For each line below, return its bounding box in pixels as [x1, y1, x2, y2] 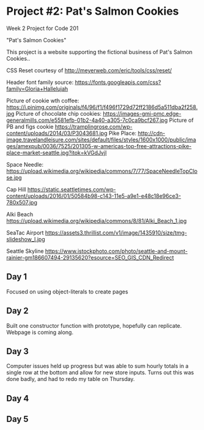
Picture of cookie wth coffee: [6, 97, 79, 104]
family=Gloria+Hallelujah [6, 85, 68, 92]
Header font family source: [6, 78, 74, 86]
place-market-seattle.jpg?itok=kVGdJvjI [6, 149, 107, 156]
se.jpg [6, 173, 23, 181]
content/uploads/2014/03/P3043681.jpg [6, 129, 108, 137]
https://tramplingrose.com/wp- [54, 123, 133, 130]
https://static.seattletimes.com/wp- [27, 186, 116, 193]
